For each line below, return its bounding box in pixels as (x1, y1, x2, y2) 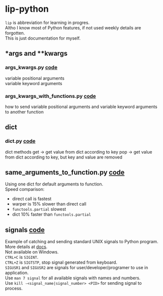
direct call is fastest (12, 196, 52, 202)
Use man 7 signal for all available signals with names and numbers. (5, 275, 141, 281)
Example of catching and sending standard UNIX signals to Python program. (5, 239, 159, 245)
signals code (5, 226, 45, 234)
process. (5, 285, 23, 292)
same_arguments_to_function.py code (5, 168, 125, 177)
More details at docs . (5, 244, 48, 250)
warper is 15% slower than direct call (12, 201, 86, 207)
